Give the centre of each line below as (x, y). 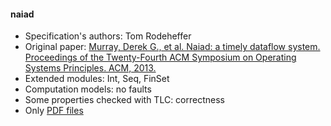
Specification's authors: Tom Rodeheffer (108, 36)
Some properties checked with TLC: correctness (124, 100)
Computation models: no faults (88, 89)
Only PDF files (54, 111)
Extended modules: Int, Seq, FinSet (97, 79)
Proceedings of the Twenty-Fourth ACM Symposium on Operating (160, 57)
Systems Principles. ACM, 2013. (90, 68)
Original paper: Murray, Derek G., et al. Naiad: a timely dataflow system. (172, 47)
